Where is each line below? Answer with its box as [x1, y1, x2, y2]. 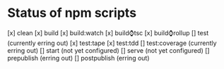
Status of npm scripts [7, 5, 136, 21]
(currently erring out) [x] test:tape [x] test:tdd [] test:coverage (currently [7, 39, 217, 47]
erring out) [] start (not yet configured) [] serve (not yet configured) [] [7, 46, 210, 54]
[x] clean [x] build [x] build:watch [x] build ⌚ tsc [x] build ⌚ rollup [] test [7, 28, 209, 37]
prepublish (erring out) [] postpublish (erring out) [7, 54, 150, 62]
